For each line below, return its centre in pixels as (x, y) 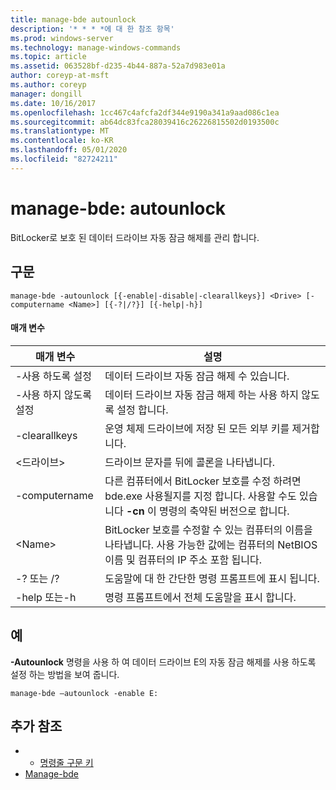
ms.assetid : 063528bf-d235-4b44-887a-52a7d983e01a (118, 66)
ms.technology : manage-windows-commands (96, 47)
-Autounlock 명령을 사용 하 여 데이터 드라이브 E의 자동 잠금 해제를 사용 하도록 (163, 662)
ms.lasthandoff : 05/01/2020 (69, 150)
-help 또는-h (46, 597)
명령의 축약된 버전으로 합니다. (224, 511)
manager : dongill (46, 94)
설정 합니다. (142, 409)
